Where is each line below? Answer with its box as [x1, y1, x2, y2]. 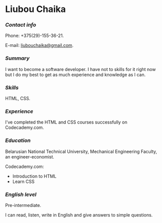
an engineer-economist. [5, 153, 55, 159]
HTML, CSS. [5, 95, 31, 101]
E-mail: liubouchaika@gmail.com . [5, 42, 74, 48]
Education [5, 137, 31, 144]
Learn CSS [12, 178, 35, 184]
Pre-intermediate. [5, 202, 41, 208]
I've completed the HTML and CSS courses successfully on [5, 119, 128, 125]
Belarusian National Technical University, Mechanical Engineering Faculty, [5, 148, 158, 154]
